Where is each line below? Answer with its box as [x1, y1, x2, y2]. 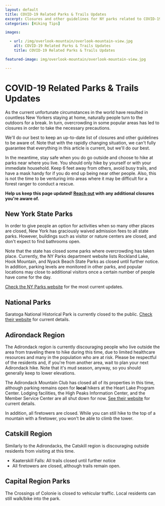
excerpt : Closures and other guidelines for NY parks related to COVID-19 [5, 16, 162, 21]
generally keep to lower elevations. [5, 370, 76, 376]
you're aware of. [5, 195, 39, 201]
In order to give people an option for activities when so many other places [5, 223, 155, 229]
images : [5, 30, 21, 35]
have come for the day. [5, 274, 52, 280]
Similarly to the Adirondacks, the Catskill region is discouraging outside [5, 442, 149, 449]
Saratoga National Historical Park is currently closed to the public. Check [5, 311, 153, 317]
